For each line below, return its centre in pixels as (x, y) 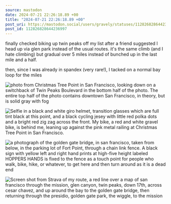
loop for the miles (24, 75)
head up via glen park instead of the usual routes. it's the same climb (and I (84, 49)
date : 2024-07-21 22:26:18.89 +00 (42, 15)
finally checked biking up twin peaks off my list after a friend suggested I (82, 43)
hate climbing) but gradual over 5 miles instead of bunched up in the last (81, 55)
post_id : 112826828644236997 (36, 29)
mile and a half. (21, 60)
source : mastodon (24, 10)
